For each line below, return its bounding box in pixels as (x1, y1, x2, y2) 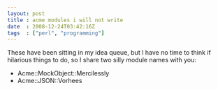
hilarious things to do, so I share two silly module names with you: (7, 56, 197, 64)
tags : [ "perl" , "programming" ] (7, 29, 105, 37)
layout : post (7, 10, 45, 17)
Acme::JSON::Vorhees (17, 77, 82, 85)
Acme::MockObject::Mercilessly (17, 69, 110, 78)
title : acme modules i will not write (7, 17, 124, 24)
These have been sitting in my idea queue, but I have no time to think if (7, 48, 211, 57)
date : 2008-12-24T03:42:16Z (7, 23, 96, 30)
